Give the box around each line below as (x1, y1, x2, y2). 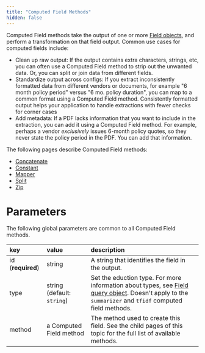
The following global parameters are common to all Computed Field (6, 225, 176, 232)
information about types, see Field (90, 281, 189, 290)
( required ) (9, 263, 40, 272)
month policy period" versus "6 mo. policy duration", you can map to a (15, 88, 192, 96)
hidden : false (6, 15, 43, 21)
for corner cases (15, 108, 57, 115)
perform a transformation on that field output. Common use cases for (6, 38, 181, 45)
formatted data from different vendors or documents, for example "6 (15, 82, 187, 89)
